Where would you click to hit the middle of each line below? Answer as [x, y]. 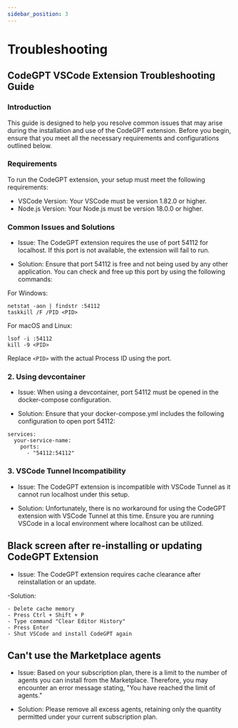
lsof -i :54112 [30, 339]
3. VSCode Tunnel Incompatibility [67, 471]
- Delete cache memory [41, 609]
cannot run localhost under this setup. [73, 494]
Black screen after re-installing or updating [105, 546]
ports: [30, 447]
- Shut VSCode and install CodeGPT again [70, 634]
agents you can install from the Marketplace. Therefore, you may [113, 680]
